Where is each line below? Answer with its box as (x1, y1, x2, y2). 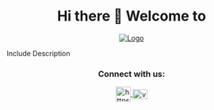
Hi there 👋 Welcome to (56, 7, 207, 25)
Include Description (6, 48, 71, 58)
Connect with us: (97, 68, 166, 79)
